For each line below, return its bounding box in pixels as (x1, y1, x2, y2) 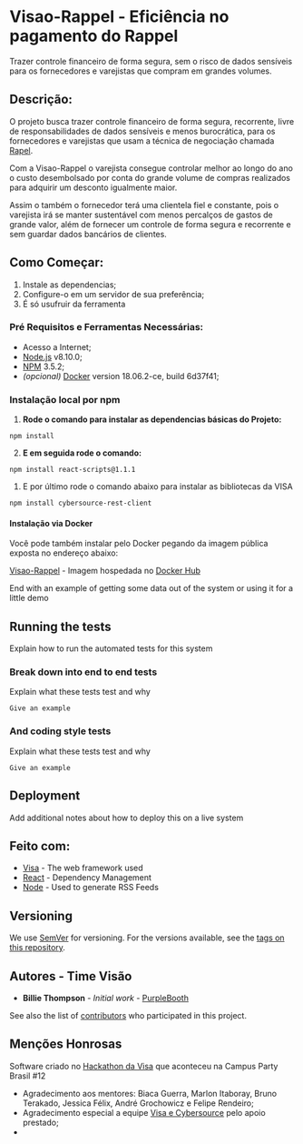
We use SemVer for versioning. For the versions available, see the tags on (9, 932, 285, 943)
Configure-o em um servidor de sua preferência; (22, 288, 205, 299)
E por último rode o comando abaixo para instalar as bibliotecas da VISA (22, 481, 293, 492)
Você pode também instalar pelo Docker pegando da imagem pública (9, 538, 269, 549)
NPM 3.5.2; (22, 361, 65, 372)
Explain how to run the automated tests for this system (9, 643, 213, 654)
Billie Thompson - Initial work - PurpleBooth (22, 993, 189, 1004)
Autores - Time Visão (9, 968, 132, 984)
